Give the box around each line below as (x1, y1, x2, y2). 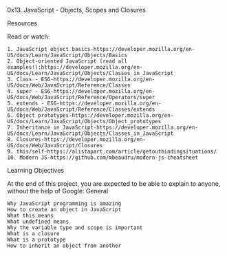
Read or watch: (7, 32, 50, 41)
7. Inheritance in (7, 124, 60, 131)
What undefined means (7, 218, 69, 225)
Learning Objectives (7, 167, 64, 174)
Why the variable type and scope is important (7, 224, 143, 231)
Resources (7, 19, 38, 27)
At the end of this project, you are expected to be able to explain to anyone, (7, 180, 221, 188)
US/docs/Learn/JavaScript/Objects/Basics (7, 52, 128, 58)
